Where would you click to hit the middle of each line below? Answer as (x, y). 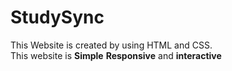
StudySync (57, 17)
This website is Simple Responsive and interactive (116, 55)
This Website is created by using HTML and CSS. (111, 45)
